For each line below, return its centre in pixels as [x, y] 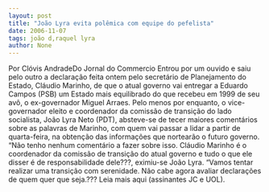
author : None [30, 46]
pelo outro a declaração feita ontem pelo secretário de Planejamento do [128, 77]
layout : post [30, 16]
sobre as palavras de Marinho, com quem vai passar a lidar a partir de [124, 129]
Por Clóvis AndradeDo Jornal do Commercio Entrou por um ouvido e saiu [130, 68]
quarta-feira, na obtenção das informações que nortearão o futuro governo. [134, 137]
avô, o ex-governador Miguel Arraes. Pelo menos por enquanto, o [117, 103]
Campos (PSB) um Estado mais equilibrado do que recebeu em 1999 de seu [134, 94]
